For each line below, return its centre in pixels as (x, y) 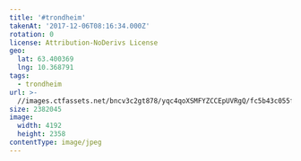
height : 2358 (42, 134)
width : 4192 (40, 126)
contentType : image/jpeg (56, 142)
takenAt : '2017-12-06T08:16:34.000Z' (80, 26)
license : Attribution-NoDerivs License (84, 42)
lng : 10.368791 (46, 68)
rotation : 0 (31, 34)
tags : (19, 76)
